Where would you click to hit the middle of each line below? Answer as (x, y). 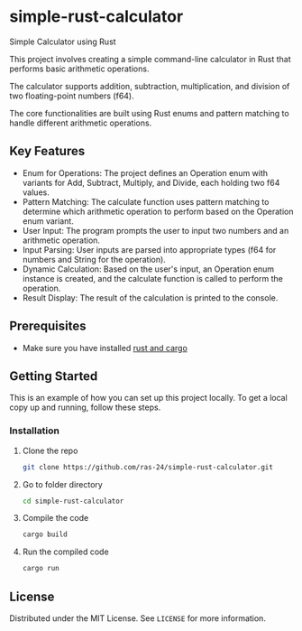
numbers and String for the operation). (94, 259)
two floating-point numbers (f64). (72, 96)
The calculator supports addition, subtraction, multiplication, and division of (150, 86)
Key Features (47, 151)
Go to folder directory (63, 484)
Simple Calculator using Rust (63, 42)
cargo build (45, 534)
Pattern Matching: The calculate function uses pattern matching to (146, 201)
